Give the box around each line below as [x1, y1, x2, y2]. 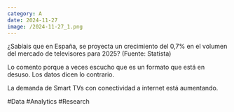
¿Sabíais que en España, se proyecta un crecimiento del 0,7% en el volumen [7, 42, 228, 51]
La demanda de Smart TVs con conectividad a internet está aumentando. [7, 84, 219, 93]
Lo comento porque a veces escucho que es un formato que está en [7, 63, 205, 72]
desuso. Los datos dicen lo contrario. [7, 70, 115, 79]
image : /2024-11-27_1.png [7, 23, 83, 30]
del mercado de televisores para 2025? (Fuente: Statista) [7, 49, 172, 58]
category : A [7, 10, 42, 17]
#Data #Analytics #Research [7, 97, 90, 106]
